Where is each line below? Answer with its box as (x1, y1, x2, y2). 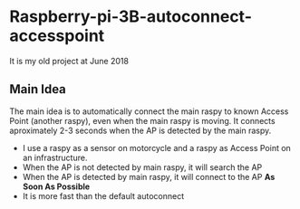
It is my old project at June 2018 (9, 55, 130, 66)
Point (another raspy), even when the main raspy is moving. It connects (9, 115, 276, 126)
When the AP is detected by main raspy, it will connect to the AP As (22, 171, 276, 182)
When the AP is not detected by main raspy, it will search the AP (22, 161, 263, 173)
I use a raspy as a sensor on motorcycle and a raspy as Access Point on (22, 142, 292, 153)
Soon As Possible (22, 181, 91, 192)
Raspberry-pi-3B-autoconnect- (9, 6, 252, 27)
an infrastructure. (22, 152, 88, 163)
